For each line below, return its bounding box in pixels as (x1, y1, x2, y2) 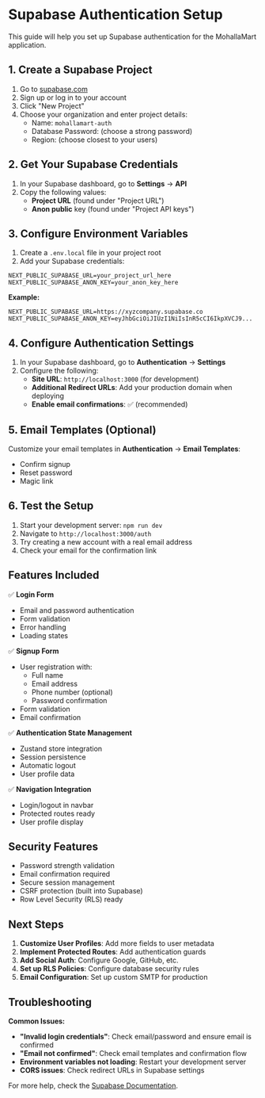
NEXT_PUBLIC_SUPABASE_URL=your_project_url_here (8, 272, 172, 280)
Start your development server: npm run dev (19, 520, 163, 530)
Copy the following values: (19, 187, 107, 197)
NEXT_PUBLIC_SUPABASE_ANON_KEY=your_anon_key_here (8, 279, 179, 287)
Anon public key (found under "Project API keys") (31, 204, 195, 213)
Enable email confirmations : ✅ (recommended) (31, 400, 188, 409)
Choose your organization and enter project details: (19, 109, 188, 119)
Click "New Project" (19, 101, 85, 110)
